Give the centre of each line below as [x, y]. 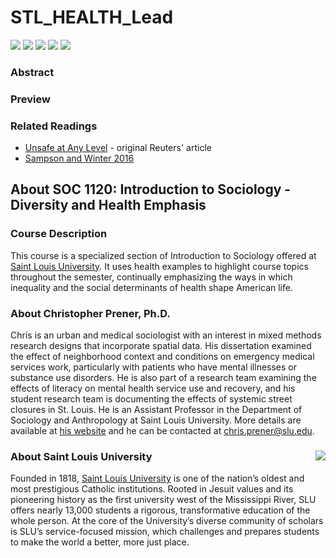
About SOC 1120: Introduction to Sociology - [151, 189]
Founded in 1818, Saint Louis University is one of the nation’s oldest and [157, 478]
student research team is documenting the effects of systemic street [151, 399]
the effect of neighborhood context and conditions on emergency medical [162, 357]
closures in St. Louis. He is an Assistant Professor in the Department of [156, 410]
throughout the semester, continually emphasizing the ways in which [151, 277]
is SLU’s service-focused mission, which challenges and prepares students [165, 532]
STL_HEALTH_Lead [92, 17]
